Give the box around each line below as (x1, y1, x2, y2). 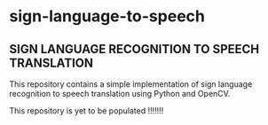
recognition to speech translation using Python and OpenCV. (9, 89, 231, 98)
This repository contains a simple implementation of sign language (9, 79, 253, 90)
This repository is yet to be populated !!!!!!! (9, 105, 164, 116)
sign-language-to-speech (9, 6, 206, 27)
